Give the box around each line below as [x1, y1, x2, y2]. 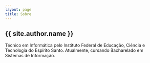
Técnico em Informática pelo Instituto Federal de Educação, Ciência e [5, 42, 145, 48]
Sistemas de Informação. [5, 53, 55, 59]
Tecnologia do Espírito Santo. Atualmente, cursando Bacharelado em [5, 47, 144, 53]
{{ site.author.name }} [5, 30, 74, 38]
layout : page [5, 7, 32, 12]
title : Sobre [5, 12, 32, 16]
